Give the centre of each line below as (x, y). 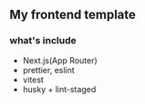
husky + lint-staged (59, 89)
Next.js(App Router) (60, 60)
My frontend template (73, 15)
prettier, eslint (48, 70)
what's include (43, 41)
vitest (33, 80)
